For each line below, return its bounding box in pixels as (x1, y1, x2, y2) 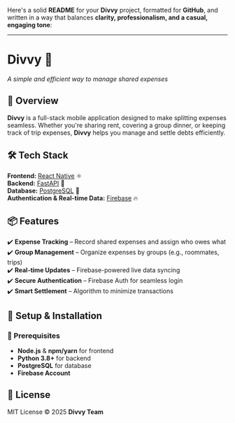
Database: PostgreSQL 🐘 (7, 186, 80, 195)
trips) (7, 258, 23, 267)
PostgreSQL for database (17, 362, 92, 370)
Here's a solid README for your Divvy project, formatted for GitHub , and (7, 6, 218, 14)
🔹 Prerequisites (7, 331, 61, 341)
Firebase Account (17, 369, 71, 378)
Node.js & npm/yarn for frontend (17, 347, 114, 355)
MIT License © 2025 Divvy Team (7, 408, 104, 416)
